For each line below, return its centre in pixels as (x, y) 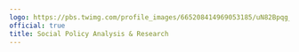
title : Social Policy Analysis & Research (89, 33)
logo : (19, 17)
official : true (37, 26)
